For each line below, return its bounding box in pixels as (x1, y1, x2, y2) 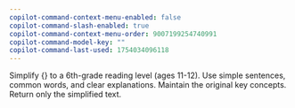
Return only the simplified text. (9, 89, 122, 100)
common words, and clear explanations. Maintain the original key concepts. (9, 80, 287, 90)
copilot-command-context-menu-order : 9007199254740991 (9, 29, 217, 38)
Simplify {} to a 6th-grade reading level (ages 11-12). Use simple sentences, (9, 70, 286, 81)
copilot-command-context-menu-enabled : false (9, 12, 181, 22)
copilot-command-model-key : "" (9, 37, 126, 47)
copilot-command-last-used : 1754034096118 (9, 46, 169, 55)
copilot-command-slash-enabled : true (9, 21, 150, 30)
